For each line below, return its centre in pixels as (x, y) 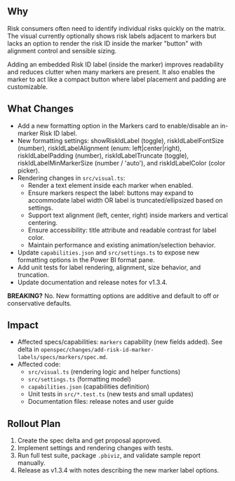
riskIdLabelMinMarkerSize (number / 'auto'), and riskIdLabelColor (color (121, 163)
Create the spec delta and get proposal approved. (89, 440)
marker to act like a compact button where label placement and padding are (117, 79)
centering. (43, 222)
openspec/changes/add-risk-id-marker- (98, 350)
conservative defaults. (40, 303)
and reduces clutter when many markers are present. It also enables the (111, 72)
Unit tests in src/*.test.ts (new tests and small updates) (111, 394)
